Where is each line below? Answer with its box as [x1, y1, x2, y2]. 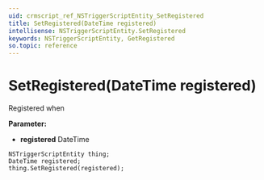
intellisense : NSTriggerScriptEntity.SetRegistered [8, 27, 186, 35]
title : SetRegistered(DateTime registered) [8, 19, 157, 27]
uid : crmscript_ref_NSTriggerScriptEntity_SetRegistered [8, 11, 204, 20]
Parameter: [8, 119, 47, 129]
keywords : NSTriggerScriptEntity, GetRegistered [8, 34, 175, 43]
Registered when [8, 103, 65, 113]
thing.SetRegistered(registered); [8, 165, 125, 173]
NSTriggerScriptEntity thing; [8, 150, 111, 158]
